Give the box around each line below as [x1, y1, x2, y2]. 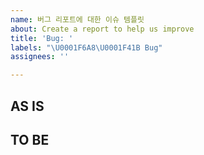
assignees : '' [10, 52, 70, 62]
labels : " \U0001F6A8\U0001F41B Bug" [10, 42, 163, 53]
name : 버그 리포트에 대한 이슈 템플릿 [10, 14, 145, 25]
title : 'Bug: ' [10, 33, 74, 43]
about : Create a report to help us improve [10, 24, 195, 34]
